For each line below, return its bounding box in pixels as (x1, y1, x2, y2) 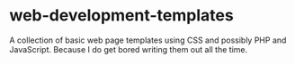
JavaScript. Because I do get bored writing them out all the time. (9, 44, 248, 54)
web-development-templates (9, 5, 234, 26)
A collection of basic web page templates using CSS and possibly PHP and (9, 35, 287, 45)
